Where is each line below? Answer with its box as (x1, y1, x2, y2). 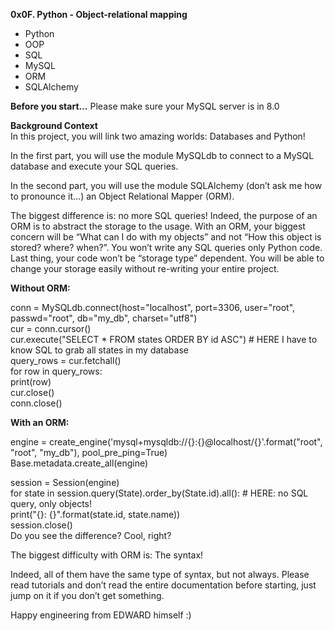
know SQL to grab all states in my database (10, 344, 189, 356)
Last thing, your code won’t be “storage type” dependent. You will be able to (10, 252, 325, 264)
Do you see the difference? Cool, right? (10, 530, 172, 541)
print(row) (10, 376, 52, 388)
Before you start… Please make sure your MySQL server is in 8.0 (10, 100, 280, 112)
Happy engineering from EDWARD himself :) (10, 609, 192, 621)
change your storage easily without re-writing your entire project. (10, 263, 280, 274)
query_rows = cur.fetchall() (10, 355, 122, 366)
